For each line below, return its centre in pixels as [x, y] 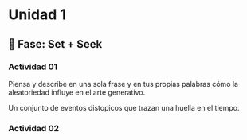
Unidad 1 [37, 15]
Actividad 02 [34, 128]
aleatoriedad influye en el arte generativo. [77, 92]
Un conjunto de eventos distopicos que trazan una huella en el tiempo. [124, 107]
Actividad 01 [33, 67]
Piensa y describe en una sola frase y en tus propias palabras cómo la [123, 84]
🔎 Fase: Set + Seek [55, 44]
